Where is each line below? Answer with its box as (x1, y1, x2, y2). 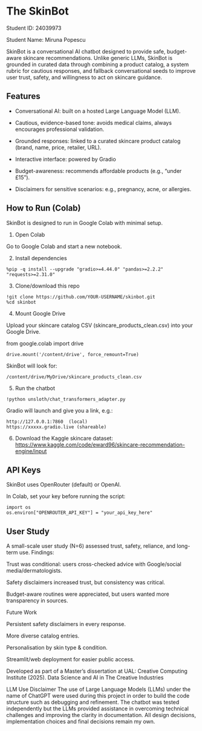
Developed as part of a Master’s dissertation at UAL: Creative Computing (6, 667, 187, 675)
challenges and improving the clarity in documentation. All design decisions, (6, 712, 197, 719)
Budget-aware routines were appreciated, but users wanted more (6, 590, 169, 598)
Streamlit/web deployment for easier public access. (6, 656, 135, 663)
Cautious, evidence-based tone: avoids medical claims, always (15, 119, 172, 126)
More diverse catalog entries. (6, 632, 80, 639)
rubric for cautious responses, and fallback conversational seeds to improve (6, 67, 196, 74)
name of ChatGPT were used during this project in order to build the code (6, 692, 190, 699)
